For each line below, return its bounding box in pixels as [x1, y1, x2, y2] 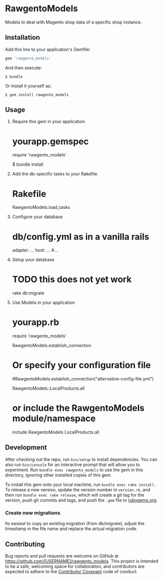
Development [5, 443, 47, 452]
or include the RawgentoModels [12, 403, 145, 414]
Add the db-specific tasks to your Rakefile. [12, 171, 99, 177]
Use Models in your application [12, 300, 75, 305]
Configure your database [12, 214, 63, 220]
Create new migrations [5, 509, 61, 516]
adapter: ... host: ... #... [12, 247, 58, 253]
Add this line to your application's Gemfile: [5, 46, 91, 52]
